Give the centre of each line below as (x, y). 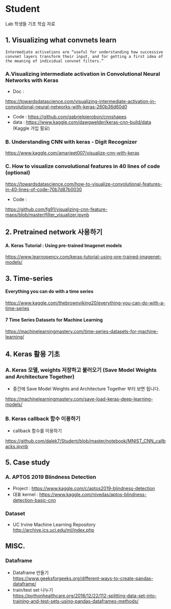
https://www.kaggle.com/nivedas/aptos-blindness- (93, 494)
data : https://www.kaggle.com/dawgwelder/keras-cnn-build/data (82, 122)
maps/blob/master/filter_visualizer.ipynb (47, 215)
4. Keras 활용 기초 (33, 354)
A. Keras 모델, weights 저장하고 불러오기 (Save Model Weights (81, 370)
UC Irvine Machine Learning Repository (54, 524)
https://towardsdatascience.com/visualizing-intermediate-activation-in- (81, 101)
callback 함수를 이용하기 (37, 431)
